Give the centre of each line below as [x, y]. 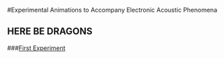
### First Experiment [36, 48]
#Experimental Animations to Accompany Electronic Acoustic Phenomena [112, 10]
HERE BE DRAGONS [50, 31]
